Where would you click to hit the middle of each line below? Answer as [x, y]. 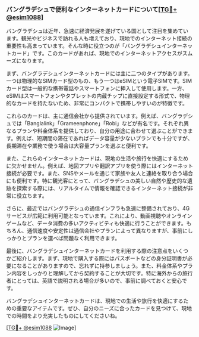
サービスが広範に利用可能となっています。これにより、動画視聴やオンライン [99, 216]
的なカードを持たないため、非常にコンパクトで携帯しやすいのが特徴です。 [97, 103]
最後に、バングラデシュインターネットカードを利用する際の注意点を [90, 251]
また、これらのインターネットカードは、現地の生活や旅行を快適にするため [97, 159]
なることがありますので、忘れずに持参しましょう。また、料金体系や [99, 266]
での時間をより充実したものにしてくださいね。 [63, 316]
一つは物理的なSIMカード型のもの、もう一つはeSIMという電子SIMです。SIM [99, 81]
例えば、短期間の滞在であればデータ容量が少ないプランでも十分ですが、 [104, 138]
